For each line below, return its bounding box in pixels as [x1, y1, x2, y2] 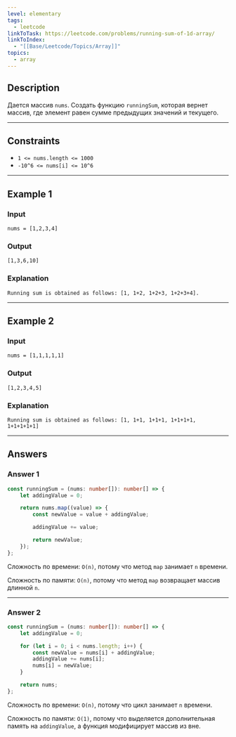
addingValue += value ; [32, 524, 99, 531]
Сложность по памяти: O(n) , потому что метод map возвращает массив [7, 575, 221, 584]
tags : [7, 17, 23, 24]
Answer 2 [7, 607, 41, 617]
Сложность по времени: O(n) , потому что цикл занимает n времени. [7, 700, 213, 709]
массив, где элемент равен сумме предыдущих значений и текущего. [7, 108, 219, 117]
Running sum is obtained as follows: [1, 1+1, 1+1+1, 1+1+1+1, [7, 416, 197, 424]
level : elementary [7, 10, 61, 18]
